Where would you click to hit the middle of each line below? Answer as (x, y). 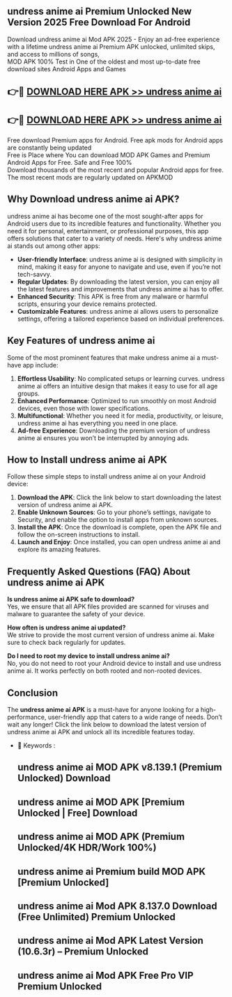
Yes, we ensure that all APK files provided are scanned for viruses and (108, 606)
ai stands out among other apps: (54, 246)
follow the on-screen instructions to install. (79, 534)
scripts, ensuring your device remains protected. (87, 304)
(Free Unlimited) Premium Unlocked (96, 917)
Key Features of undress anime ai (81, 341)
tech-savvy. (34, 274)
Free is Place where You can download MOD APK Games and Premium (109, 155)
